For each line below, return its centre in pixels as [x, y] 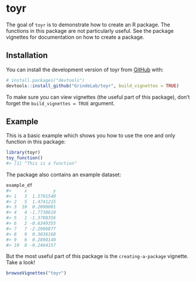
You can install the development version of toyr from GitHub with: [85, 70]
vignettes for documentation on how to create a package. [75, 37]
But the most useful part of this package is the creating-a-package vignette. [97, 256]
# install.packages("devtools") [45, 80]
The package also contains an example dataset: [64, 174]
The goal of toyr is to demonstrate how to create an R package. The [88, 25]
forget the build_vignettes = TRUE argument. [61, 103]
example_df [19, 185]
